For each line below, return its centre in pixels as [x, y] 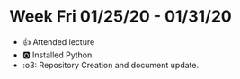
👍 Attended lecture [58, 41]
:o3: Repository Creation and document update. [111, 65]
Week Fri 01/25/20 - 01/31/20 [120, 17]
